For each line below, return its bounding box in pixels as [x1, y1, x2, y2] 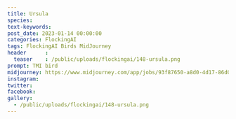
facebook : [7, 88, 37, 95]
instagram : [7, 75, 39, 83]
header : [7, 50, 49, 57]
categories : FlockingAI [7, 36, 77, 43]
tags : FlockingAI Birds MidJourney [7, 43, 112, 50]
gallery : [7, 95, 33, 102]
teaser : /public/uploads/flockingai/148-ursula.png [13, 56, 181, 63]
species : [7, 17, 33, 24]
